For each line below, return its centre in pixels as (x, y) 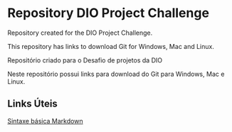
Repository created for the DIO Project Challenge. (80, 33)
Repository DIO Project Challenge (109, 13)
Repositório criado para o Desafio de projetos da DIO (85, 60)
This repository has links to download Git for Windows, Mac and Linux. (111, 46)
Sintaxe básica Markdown (45, 121)
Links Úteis (33, 104)
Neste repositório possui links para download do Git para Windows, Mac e (116, 74)
